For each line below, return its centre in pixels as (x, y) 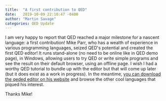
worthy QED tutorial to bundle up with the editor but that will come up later (81, 69)
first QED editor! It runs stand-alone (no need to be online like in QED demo (82, 53)
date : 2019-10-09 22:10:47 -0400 (42, 14)
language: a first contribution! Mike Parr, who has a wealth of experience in (82, 43)
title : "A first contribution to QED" (46, 10)
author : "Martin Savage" (31, 19)
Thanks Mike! (19, 94)
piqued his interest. (25, 85)
